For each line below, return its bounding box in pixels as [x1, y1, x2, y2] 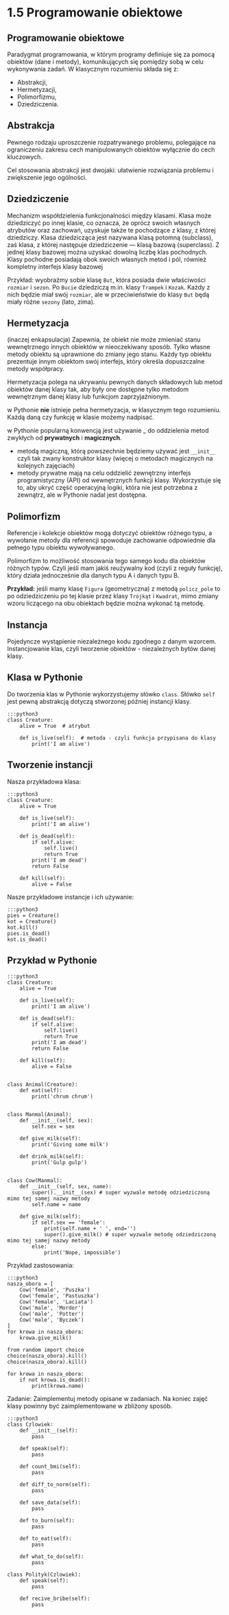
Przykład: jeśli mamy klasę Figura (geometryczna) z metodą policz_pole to [7, 585, 221, 593]
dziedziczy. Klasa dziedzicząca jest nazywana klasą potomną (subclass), [7, 233, 214, 241]
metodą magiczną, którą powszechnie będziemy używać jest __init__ [16, 447, 216, 456]
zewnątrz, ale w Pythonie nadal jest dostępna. [16, 491, 147, 499]
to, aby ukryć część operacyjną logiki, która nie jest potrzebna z [16, 484, 198, 492]
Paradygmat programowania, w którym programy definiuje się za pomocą [7, 50, 215, 58]
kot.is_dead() [7, 936, 48, 943]
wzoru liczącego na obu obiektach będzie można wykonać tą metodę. [7, 599, 205, 608]
